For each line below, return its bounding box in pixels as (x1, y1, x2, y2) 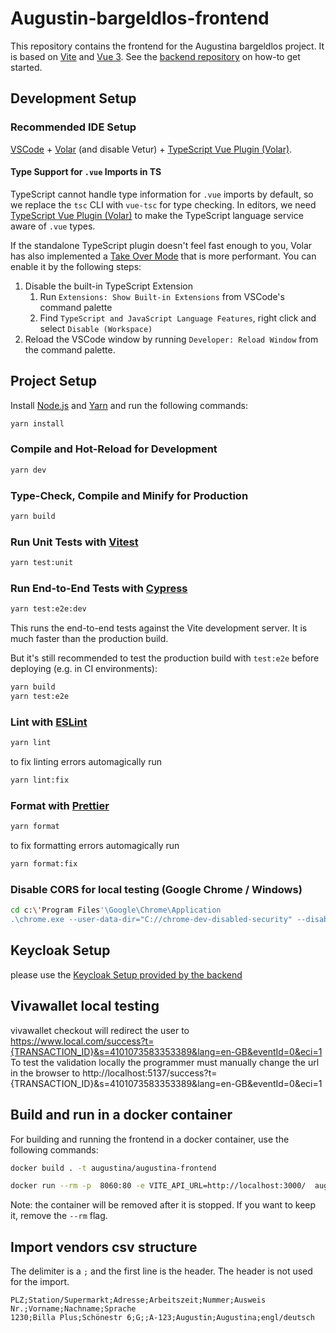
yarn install (10, 418, 65, 429)
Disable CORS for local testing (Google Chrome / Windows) (10, 882, 303, 896)
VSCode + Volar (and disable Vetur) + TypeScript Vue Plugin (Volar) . (10, 143, 293, 155)
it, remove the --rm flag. (10, 1210, 108, 1222)
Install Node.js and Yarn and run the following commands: (10, 399, 248, 411)
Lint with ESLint (10, 715, 88, 729)
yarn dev (10, 465, 47, 475)
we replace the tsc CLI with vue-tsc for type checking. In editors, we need (10, 198, 317, 211)
